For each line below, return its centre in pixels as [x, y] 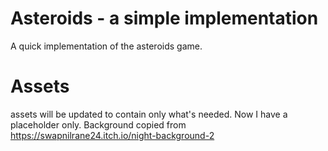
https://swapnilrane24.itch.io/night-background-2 [112, 135]
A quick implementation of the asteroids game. [106, 46]
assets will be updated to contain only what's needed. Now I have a [149, 114]
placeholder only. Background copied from [98, 124]
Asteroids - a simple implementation [164, 18]
